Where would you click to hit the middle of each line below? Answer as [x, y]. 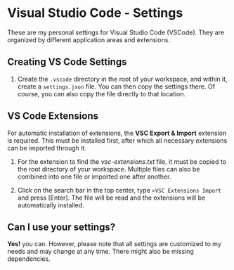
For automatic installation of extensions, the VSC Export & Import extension [117, 133]
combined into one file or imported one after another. [94, 176]
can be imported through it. [47, 148]
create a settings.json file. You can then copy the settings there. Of [116, 86]
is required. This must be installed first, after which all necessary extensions [117, 140]
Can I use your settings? [61, 227]
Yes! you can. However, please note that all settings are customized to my [114, 244]
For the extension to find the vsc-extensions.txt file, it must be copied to [122, 161]
